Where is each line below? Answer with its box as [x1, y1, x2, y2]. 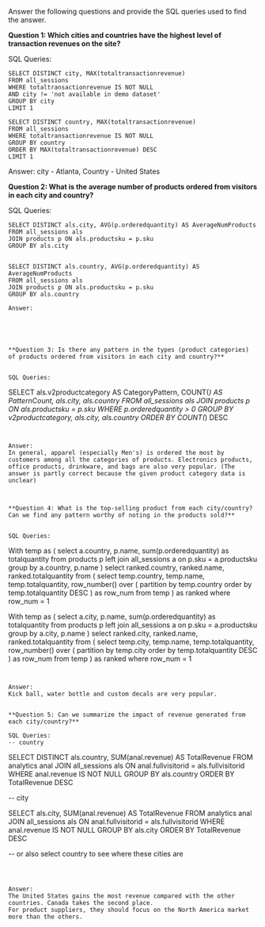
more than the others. [8, 913, 83, 921]
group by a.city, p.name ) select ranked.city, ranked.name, [8, 629, 199, 638]
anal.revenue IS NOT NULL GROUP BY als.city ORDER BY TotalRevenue [8, 826, 241, 834]
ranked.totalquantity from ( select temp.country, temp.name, [8, 571, 206, 581]
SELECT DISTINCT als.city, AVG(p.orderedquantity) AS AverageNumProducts [8, 221, 257, 229]
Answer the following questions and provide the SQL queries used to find [8, 7, 247, 16]
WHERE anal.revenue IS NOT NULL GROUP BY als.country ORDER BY [8, 769, 235, 779]
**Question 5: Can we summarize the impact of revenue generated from [8, 711, 246, 719]
